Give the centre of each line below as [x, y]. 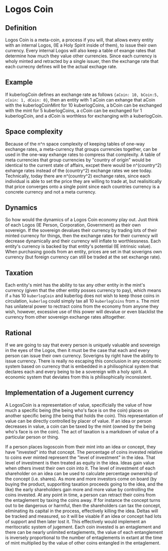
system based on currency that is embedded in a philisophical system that [82, 366]
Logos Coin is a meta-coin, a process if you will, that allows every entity [79, 40]
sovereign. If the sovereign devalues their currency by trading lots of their [81, 230]
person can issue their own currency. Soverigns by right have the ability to [82, 356]
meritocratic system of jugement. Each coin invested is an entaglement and [83, 527]
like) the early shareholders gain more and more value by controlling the [79, 489]
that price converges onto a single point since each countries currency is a [82, 187]
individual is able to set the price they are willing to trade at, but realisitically [83, 181]
